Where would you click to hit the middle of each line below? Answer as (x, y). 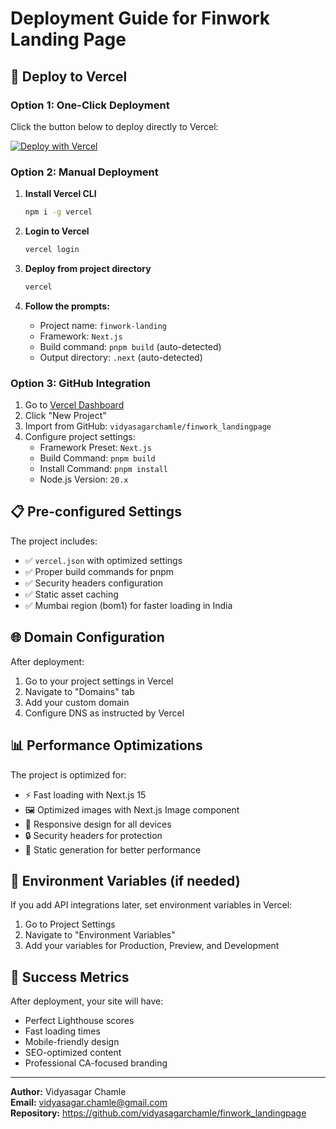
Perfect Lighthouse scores (79, 1021)
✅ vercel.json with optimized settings (103, 560)
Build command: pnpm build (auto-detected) (130, 346)
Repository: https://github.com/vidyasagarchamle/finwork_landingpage (158, 1113)
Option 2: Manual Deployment (84, 172)
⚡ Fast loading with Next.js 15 (85, 794)
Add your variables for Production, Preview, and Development (152, 946)
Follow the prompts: (67, 306)
